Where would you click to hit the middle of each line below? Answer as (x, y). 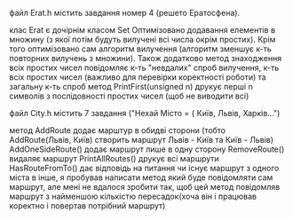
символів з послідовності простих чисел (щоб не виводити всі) (129, 96)
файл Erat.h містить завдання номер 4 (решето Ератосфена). (125, 13)
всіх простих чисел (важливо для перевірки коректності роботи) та (138, 77)
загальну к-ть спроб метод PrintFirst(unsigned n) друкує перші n (131, 86)
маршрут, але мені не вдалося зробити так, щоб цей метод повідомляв (145, 187)
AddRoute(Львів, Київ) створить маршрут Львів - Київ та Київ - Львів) (141, 140)
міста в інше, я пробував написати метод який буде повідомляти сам (141, 177)
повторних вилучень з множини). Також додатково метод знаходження (146, 58)
